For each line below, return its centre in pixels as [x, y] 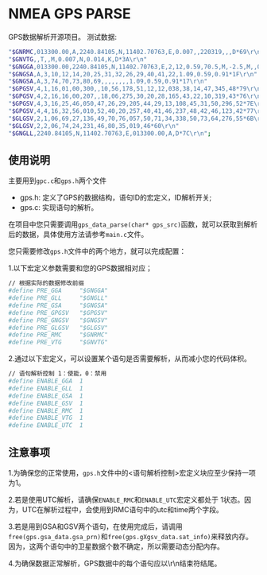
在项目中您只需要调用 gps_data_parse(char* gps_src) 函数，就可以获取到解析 [133, 224]
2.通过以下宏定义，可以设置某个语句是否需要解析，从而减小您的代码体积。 [130, 359]
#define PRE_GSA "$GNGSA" [58, 305]
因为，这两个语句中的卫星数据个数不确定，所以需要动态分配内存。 [116, 546]
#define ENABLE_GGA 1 [46, 381]
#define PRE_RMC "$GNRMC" [58, 335]
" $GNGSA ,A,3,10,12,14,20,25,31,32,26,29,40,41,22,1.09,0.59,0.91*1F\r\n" [133, 74]
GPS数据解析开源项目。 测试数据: [63, 37]
